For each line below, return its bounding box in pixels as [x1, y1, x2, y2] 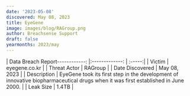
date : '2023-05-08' [6, 8, 54, 15]
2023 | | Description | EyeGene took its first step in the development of [6, 71, 179, 78]
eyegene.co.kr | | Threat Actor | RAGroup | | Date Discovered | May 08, [6, 64, 179, 71]
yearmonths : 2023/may [6, 42, 60, 48]
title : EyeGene [6, 20, 44, 25]
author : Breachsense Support [6, 31, 78, 37]
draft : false [6, 36, 38, 42]
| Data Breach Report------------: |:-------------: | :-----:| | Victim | [6, 57, 169, 65]
